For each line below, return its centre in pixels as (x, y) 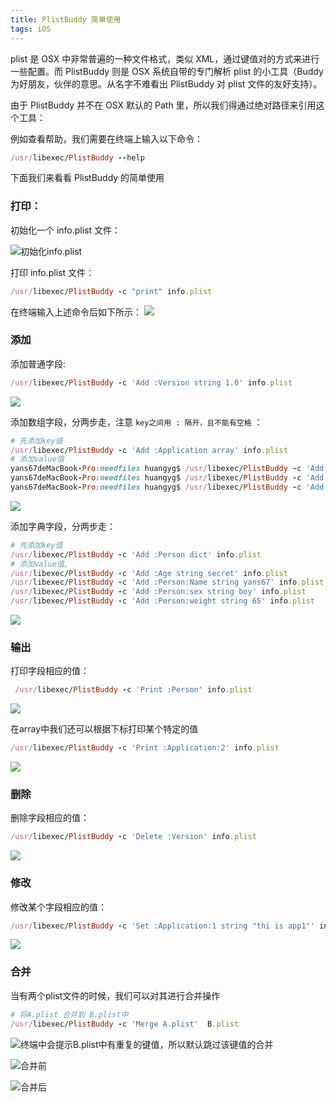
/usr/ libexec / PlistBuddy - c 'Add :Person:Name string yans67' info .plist (167, 582)
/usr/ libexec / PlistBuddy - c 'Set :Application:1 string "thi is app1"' (162, 926)
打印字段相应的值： (50, 671)
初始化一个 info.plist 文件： (66, 230)
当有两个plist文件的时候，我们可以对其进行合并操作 (115, 995)
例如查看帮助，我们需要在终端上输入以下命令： (106, 138)
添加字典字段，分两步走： (63, 526)
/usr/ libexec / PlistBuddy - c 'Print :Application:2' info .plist (145, 748)
